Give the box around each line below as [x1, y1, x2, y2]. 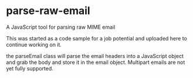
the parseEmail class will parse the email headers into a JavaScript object [6, 52, 184, 59]
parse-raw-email [6, 4, 90, 18]
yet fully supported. [6, 65, 54, 72]
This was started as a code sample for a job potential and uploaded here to [6, 35, 188, 42]
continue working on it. [6, 41, 62, 48]
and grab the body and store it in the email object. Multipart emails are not [6, 59, 185, 66]
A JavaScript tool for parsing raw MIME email [6, 23, 116, 30]
